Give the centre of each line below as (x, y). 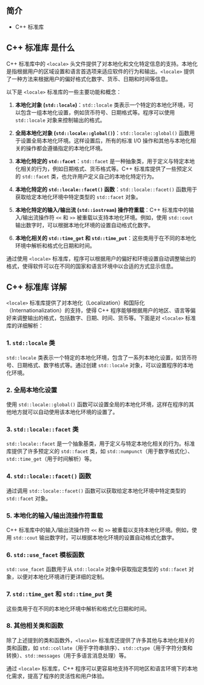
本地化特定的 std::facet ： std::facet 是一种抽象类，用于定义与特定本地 (105, 161)
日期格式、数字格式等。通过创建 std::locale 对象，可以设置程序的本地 (105, 365)
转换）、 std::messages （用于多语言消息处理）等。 (68, 655)
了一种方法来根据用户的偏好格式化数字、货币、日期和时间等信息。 (89, 79)
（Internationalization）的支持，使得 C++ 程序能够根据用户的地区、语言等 (98, 311)
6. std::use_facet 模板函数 (46, 555)
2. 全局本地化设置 (32, 390)
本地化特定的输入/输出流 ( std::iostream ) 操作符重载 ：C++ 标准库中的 (102, 209)
